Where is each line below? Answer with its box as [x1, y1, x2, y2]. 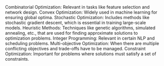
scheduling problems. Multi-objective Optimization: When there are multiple [5, 41, 160, 46]
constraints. [5, 56, 30, 62]
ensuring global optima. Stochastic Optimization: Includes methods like [5, 15, 150, 20]
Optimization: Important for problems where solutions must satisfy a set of [5, 51, 157, 57]
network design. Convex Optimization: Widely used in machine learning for [5, 9, 158, 15]
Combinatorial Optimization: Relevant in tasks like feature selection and [5, 4, 150, 10]
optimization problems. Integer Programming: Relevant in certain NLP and [5, 35, 155, 41]
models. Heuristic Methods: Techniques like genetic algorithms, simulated [5, 25, 156, 31]
